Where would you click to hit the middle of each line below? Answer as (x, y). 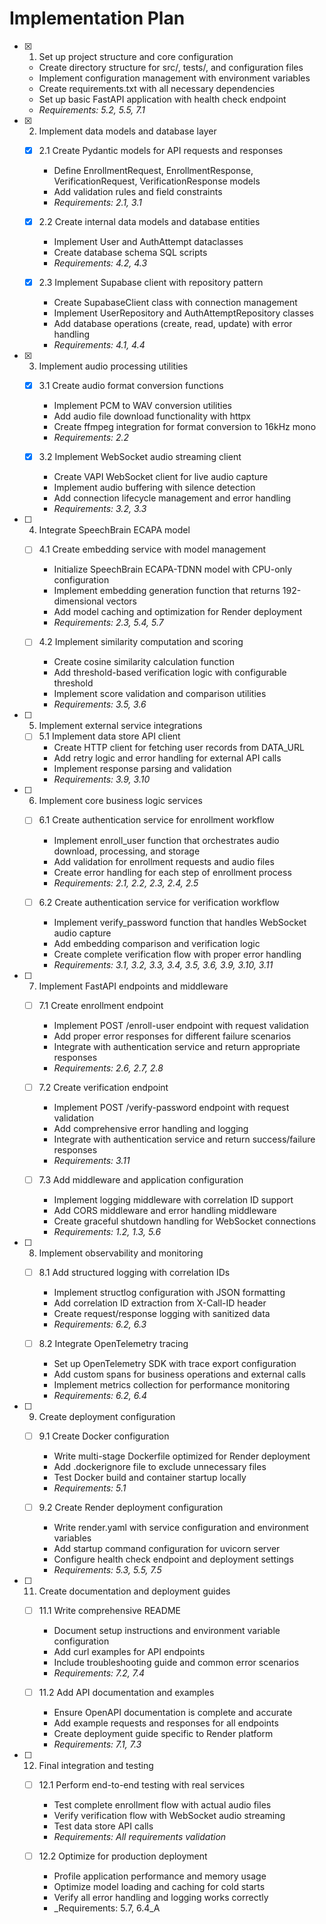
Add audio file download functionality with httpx (152, 416)
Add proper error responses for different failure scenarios (172, 1036)
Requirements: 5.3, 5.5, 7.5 (107, 1570)
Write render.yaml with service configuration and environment (181, 1527)
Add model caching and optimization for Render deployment (178, 612)
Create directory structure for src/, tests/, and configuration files (171, 67)
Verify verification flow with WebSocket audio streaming (169, 1816)
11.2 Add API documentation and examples (126, 1693)
